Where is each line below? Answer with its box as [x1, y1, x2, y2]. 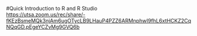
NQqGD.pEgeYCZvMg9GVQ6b [6, 23, 80, 30]
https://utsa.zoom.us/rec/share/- [6, 11, 86, 18]
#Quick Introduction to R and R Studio [6, 5, 98, 12]
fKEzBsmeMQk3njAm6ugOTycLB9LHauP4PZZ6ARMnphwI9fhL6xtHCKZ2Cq [6, 17, 192, 24]
